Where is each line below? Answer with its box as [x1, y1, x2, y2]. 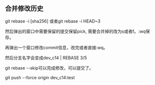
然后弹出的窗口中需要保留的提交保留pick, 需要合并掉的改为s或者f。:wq [5, 28, 146, 34]
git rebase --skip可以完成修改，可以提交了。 [5, 65, 93, 71]
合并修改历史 [5, 4, 44, 13]
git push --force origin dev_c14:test [5, 74, 75, 80]
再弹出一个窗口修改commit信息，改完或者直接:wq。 [5, 45, 108, 50]
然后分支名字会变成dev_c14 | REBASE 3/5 [5, 55, 87, 61]
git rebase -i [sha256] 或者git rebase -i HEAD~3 [5, 18, 101, 24]
